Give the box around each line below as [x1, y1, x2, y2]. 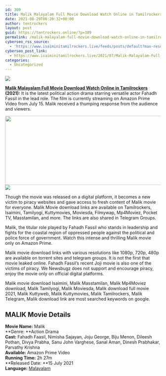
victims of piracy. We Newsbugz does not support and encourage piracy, [5, 265, 154, 271]
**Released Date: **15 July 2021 [5, 360, 74, 366]
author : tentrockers [5, 21, 48, 26]
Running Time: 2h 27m [5, 355, 52, 361]
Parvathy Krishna [5, 344, 41, 350]
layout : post [5, 26, 32, 31]
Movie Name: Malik [5, 323, 45, 329]
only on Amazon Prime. [5, 240, 53, 246]
